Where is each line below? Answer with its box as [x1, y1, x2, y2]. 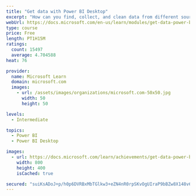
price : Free [6, 30, 35, 36]
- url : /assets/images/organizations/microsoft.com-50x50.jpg [16, 90, 171, 96]
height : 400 [16, 165, 45, 171]
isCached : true [16, 170, 54, 176]
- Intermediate [11, 116, 48, 123]
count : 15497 [11, 47, 43, 53]
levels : [6, 111, 25, 117]
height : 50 [21, 101, 48, 106]
